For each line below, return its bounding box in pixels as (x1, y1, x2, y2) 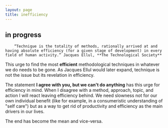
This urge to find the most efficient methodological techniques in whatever (5, 61, 160, 68)
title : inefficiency (5, 12, 48, 17)
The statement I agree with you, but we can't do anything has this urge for (5, 82, 160, 88)
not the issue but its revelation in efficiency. (5, 72, 95, 78)
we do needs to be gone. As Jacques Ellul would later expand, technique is (5, 67, 160, 73)
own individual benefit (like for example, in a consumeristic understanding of (5, 98, 163, 104)
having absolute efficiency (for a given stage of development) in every (5, 48, 162, 53)
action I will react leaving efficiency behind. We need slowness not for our (5, 92, 157, 98)
